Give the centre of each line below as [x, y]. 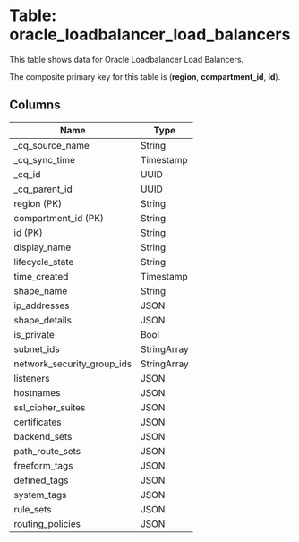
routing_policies [47, 523]
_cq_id [27, 174]
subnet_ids [37, 348]
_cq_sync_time [45, 159]
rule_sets [33, 509]
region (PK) [38, 203]
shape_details [43, 320]
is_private [34, 334]
